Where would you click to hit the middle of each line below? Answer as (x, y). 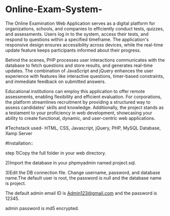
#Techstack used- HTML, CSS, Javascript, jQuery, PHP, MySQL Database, (83, 128)
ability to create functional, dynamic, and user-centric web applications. (80, 118)
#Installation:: (20, 143)
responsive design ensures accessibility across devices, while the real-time (84, 45)
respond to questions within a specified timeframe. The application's (77, 39)
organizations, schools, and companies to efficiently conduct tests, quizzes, (85, 28)
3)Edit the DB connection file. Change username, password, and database (83, 172)
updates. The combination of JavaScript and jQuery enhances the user (79, 71)
